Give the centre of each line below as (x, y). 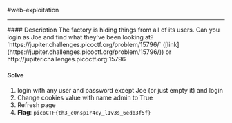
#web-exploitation (33, 10)
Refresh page (37, 105)
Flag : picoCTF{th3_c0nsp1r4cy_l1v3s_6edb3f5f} (84, 113)
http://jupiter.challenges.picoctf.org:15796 (67, 59)
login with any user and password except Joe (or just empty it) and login (120, 91)
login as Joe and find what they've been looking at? (80, 37)
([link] (171, 45)
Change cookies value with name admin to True (85, 98)
